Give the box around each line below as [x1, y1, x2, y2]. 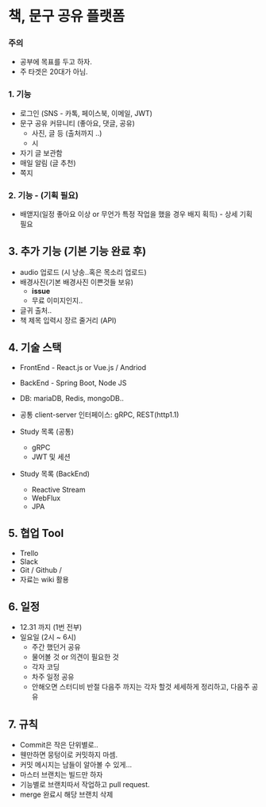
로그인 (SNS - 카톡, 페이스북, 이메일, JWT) [19, 108, 153, 118]
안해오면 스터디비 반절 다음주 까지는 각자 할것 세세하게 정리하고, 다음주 [31, 682, 250, 692]
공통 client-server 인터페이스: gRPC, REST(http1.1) [19, 410, 179, 419]
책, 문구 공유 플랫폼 [8, 7, 125, 25]
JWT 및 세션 [31, 452, 71, 461]
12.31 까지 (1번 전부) [19, 623, 83, 632]
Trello [19, 548, 39, 558]
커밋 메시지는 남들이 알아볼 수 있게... [19, 760, 133, 770]
